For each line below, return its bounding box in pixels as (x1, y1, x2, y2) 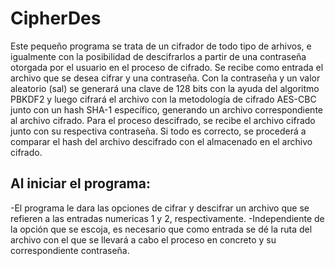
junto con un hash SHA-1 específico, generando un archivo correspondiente (10, 103, 323, 116)
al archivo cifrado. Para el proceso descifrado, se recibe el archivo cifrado (10, 114, 316, 126)
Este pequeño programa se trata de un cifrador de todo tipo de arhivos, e (10, 40, 312, 52)
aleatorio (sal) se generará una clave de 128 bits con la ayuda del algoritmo (10, 82, 320, 94)
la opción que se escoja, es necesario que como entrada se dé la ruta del (10, 223, 313, 235)
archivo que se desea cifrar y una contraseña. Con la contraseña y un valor (10, 72, 321, 84)
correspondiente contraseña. (10, 244, 130, 256)
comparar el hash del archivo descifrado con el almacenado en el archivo (10, 135, 313, 147)
